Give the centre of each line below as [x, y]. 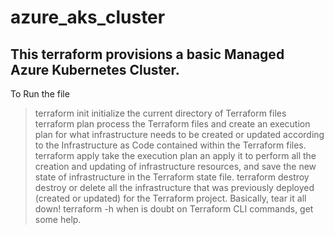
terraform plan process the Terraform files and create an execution [172, 124]
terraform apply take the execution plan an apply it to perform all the [175, 155]
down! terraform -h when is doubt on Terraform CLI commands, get [174, 209]
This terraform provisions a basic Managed [147, 54]
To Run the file [40, 94]
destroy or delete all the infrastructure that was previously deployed [174, 187]
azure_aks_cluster [88, 17]
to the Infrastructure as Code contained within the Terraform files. [170, 145]
